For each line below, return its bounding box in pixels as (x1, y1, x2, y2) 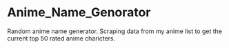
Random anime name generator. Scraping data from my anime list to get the (7, 27, 223, 35)
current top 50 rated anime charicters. (7, 34, 116, 42)
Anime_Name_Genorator (7, 5, 151, 20)
